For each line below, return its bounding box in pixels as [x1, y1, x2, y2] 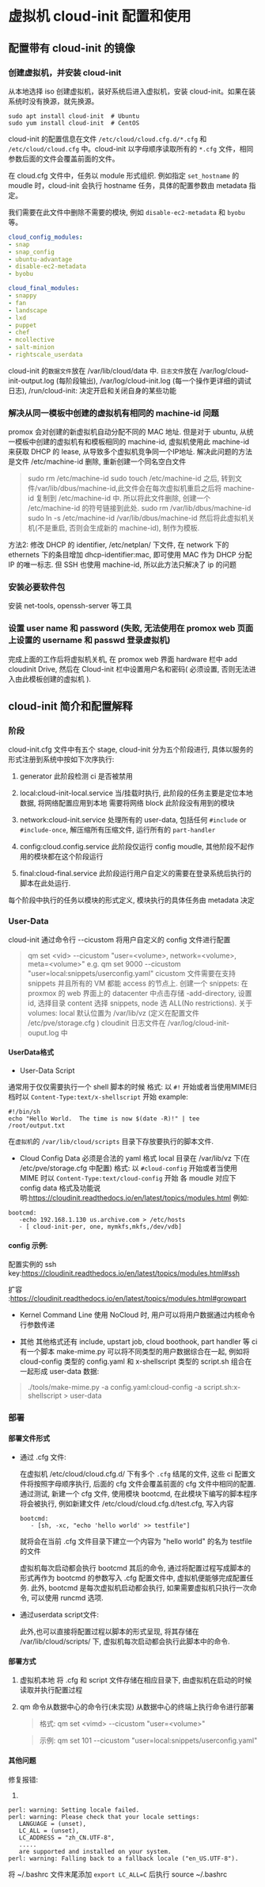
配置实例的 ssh [8, 1260, 57, 1269]
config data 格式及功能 [19, 1183, 94, 1192]
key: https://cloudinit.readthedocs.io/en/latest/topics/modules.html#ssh [8, 1269, 240, 1278]
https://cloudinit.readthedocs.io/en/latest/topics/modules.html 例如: [28, 1192, 249, 1202]
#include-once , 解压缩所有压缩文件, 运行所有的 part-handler [19, 825, 216, 835]
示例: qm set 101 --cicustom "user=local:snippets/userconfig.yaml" [39, 1736, 258, 1745]
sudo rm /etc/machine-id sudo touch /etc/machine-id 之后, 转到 [27, 473, 236, 484]
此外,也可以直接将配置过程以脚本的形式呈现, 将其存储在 [19, 1627, 199, 1636]
